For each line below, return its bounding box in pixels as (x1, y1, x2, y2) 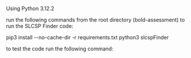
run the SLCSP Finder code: (6, 23, 73, 29)
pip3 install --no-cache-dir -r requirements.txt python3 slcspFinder (6, 34, 169, 40)
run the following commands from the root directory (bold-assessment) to (6, 16, 185, 23)
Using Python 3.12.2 (6, 5, 55, 12)
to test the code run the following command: (6, 45, 113, 52)
